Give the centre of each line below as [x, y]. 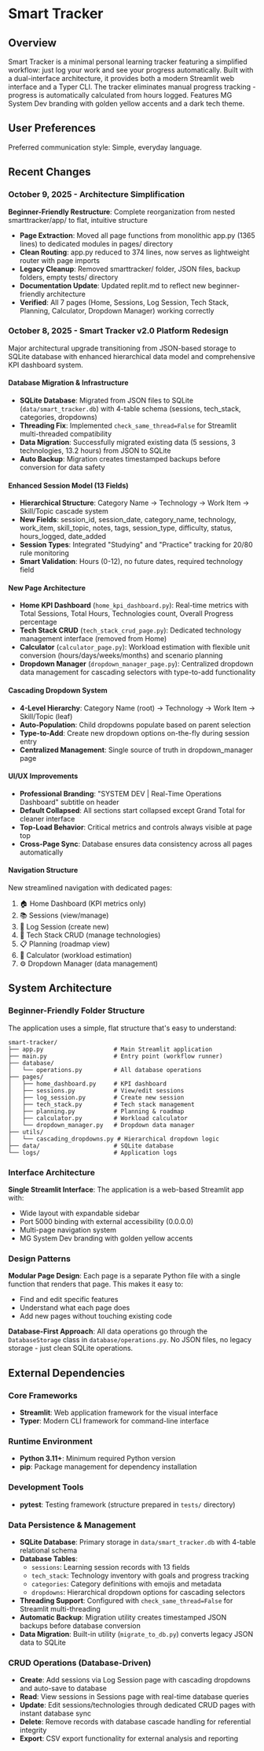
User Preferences [52, 128]
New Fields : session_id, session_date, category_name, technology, [128, 520]
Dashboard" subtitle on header [69, 802]
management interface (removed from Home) [93, 639]
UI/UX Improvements [43, 776]
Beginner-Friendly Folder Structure [77, 1011]
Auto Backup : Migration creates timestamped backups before [120, 459]
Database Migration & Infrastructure [68, 383]
